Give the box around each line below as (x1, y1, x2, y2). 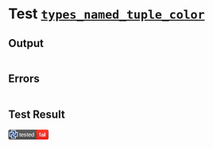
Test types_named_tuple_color (8, 5, 205, 23)
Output (8, 37, 44, 50)
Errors (8, 72, 40, 86)
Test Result (8, 108, 65, 122)
